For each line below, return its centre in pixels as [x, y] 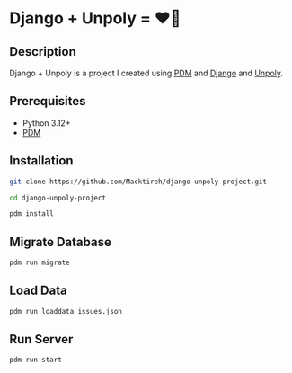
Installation [41, 161]
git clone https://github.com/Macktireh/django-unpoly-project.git [138, 182]
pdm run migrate [40, 263]
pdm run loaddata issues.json [66, 311]
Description [43, 52]
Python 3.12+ [46, 123]
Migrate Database [61, 242]
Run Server [41, 339]
